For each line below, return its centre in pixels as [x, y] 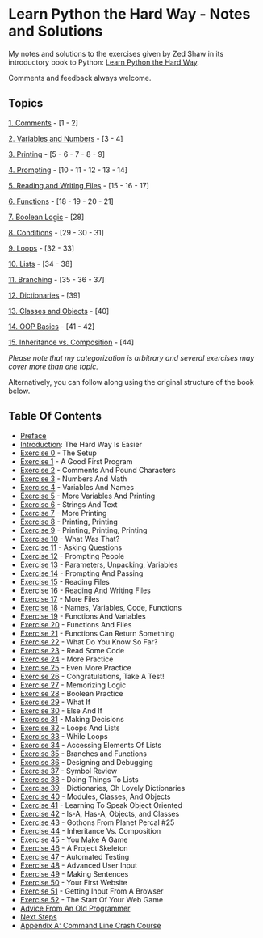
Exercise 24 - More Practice [67, 659]
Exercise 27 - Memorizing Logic [73, 685]
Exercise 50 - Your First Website [73, 882]
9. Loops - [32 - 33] [42, 248]
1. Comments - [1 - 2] [44, 123]
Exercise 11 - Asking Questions [71, 547]
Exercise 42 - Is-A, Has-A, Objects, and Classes [100, 813]
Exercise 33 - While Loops [64, 736]
